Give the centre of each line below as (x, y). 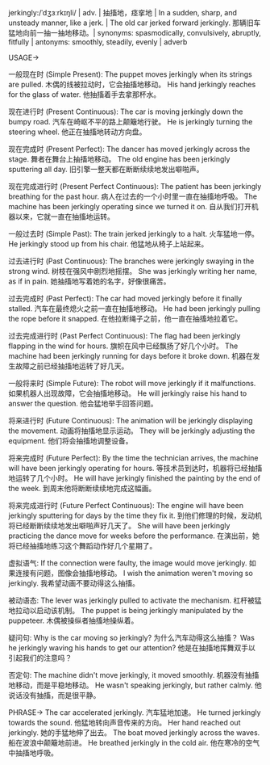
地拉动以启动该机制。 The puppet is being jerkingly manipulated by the (126, 610)
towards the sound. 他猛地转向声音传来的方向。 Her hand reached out (125, 723)
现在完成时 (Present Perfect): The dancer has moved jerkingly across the (129, 149)
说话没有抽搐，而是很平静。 (54, 695)
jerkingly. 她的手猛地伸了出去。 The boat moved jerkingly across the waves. (134, 733)
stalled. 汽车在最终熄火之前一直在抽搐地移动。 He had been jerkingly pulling (134, 309)
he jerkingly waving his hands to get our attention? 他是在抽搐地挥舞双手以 (132, 648)
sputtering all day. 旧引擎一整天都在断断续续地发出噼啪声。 (106, 169)
